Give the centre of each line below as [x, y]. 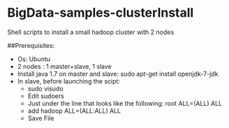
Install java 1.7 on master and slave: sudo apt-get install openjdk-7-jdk [118, 74]
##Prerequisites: [31, 45]
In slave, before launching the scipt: [69, 81]
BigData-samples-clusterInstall [101, 13]
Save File [41, 118]
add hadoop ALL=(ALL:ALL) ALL [74, 111]
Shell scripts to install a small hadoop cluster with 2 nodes [91, 32]
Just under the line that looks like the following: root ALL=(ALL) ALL [125, 103]
